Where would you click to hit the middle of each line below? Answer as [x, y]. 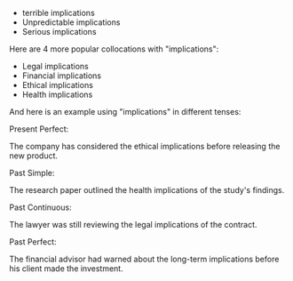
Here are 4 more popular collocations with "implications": [114, 49]
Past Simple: [32, 173]
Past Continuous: [41, 207]
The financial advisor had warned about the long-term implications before [144, 259]
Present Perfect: [39, 129]
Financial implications [62, 76]
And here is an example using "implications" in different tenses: [125, 112]
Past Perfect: [33, 242]
